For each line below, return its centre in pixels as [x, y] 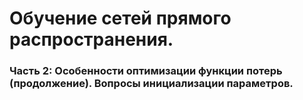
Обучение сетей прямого [120, 18]
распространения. [91, 39]
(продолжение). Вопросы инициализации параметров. [151, 84]
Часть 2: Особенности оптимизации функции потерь [146, 71]
